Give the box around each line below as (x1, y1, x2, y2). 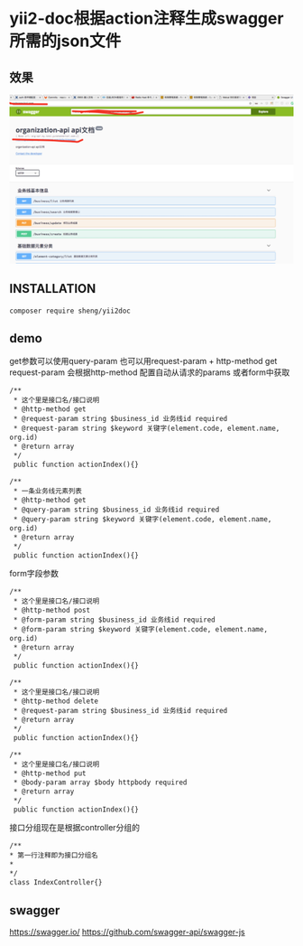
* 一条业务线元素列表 (13, 487, 83, 496)
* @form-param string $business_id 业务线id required (13, 615, 216, 624)
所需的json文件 (9, 31, 122, 52)
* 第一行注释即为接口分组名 (9, 851, 99, 860)
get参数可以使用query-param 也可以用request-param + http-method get (9, 356, 278, 367)
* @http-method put (13, 769, 87, 778)
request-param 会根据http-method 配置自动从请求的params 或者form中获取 (9, 367, 290, 378)
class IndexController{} (9, 878, 103, 887)
